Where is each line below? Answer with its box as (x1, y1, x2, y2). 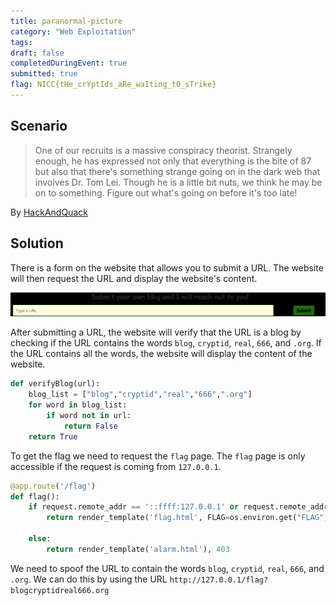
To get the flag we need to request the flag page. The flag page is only (10, 450, 306, 462)
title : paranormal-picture (10, 16, 123, 26)
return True (28, 431, 78, 442)
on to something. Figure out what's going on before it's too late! (34, 186, 298, 199)
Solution (10, 235, 64, 252)
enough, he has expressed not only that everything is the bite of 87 (34, 155, 312, 167)
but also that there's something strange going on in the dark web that (34, 165, 321, 177)
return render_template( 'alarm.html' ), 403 (46, 544, 230, 554)
